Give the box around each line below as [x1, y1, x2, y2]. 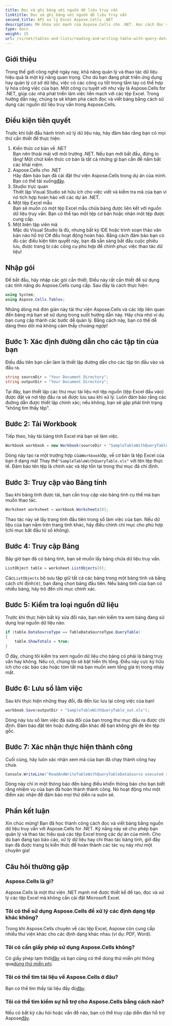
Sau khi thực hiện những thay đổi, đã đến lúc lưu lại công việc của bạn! [5, 698, 155, 704]
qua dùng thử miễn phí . [5, 961, 53, 967]
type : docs [5, 27, 29, 32]
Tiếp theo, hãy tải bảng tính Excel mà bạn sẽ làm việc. [5, 433, 119, 439]
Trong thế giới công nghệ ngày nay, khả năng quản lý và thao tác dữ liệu [5, 69, 158, 75]
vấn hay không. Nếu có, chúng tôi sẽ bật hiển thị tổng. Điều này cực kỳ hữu [5, 659, 164, 664]
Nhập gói [5, 263, 35, 272]
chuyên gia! [5, 847, 30, 853]
